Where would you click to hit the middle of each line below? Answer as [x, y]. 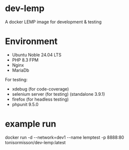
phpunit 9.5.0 [25, 104]
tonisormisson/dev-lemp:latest [36, 142]
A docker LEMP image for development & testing [53, 22]
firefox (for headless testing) [40, 99]
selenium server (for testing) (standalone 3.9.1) [58, 94]
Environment [31, 41]
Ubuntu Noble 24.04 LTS [37, 55]
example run [31, 124]
